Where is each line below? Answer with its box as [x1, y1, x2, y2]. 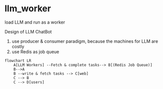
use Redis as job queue [11, 49, 60, 55]
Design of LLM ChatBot [4, 29, 52, 34]
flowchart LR [4, 58, 32, 63]
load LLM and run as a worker [4, 19, 65, 25]
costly [11, 43, 25, 49]
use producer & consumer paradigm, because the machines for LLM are [11, 38, 159, 44]
